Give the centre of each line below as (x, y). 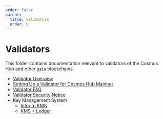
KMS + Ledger (36, 111)
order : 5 (19, 24)
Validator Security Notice (39, 95)
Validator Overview (33, 79)
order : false (19, 10)
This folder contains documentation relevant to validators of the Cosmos (82, 64)
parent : (14, 15)
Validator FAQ (27, 90)
